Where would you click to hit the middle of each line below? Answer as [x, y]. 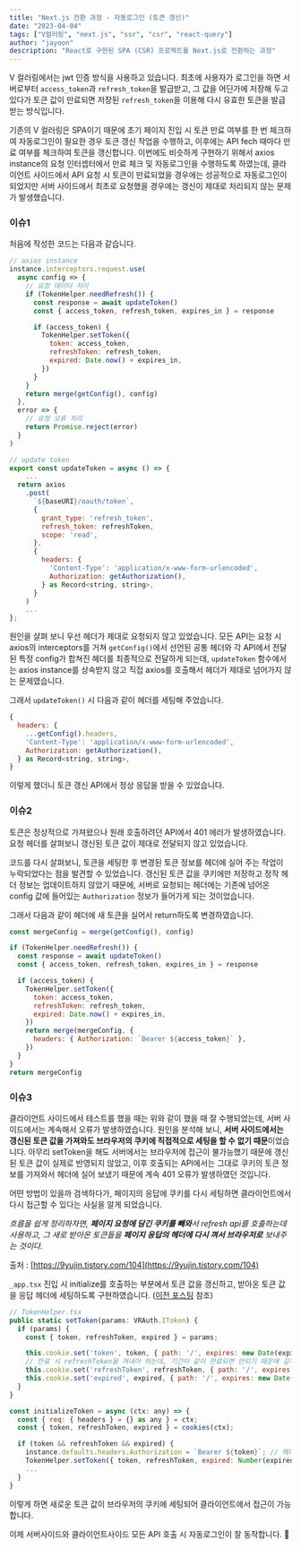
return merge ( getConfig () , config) [92, 394]
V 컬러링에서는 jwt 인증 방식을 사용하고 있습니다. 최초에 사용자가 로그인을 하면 [145, 78]
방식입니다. [45, 111]
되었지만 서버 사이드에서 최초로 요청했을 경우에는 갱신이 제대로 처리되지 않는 [142, 186]
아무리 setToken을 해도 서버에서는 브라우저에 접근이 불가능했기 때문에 [150, 1151]
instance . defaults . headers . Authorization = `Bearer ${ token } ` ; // [152, 1452]
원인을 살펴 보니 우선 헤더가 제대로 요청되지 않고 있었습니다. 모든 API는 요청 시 [146, 636]
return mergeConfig [46, 1072]
